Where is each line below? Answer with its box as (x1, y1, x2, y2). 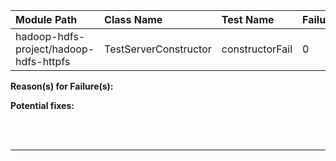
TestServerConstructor (104, 42, 212, 56)
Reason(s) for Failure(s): (10, 80, 114, 92)
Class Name (104, 13, 163, 26)
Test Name (221, 13, 275, 26)
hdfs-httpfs (15, 55, 71, 68)
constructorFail (221, 42, 293, 56)
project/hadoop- (15, 42, 95, 56)
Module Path (15, 13, 78, 26)
